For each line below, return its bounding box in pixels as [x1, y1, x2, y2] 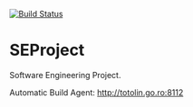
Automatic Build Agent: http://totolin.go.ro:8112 [9, 86, 184, 98]
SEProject [9, 40, 85, 60]
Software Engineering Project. [9, 69, 121, 80]
